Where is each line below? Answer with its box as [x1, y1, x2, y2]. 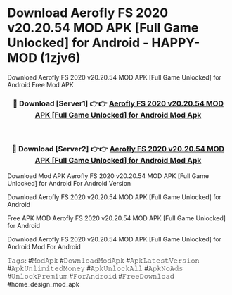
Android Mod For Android [7, 242, 81, 251]
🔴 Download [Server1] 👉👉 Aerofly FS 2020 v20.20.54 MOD [13, 99, 224, 108]
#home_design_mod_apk [7, 280, 79, 288]
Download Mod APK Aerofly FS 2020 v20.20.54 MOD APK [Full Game [7, 171, 210, 180]
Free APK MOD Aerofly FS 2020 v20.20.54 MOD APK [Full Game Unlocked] [7, 213, 226, 222]
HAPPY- [151, 35, 200, 51]
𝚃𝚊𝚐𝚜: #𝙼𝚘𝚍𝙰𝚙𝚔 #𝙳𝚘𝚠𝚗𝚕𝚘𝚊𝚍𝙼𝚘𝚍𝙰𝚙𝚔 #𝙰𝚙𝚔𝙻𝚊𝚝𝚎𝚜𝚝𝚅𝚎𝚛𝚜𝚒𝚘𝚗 [7, 256, 200, 265]
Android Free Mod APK [7, 80, 74, 89]
